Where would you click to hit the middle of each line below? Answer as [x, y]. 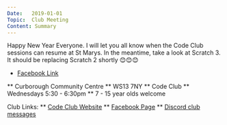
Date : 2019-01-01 [35, 13]
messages [22, 114]
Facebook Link [38, 73]
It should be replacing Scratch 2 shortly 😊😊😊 [73, 60]
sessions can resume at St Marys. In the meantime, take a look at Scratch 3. [114, 53]
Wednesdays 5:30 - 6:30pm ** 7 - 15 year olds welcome [86, 94]
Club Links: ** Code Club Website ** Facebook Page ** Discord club [104, 107]
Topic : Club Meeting [38, 20]
